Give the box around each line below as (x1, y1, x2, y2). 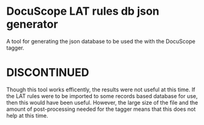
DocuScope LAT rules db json (6, 4, 160, 18)
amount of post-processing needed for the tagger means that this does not (6, 105, 196, 113)
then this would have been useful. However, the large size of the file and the (6, 99, 198, 106)
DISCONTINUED (6, 66, 89, 80)
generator (6, 17, 58, 31)
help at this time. (6, 112, 48, 119)
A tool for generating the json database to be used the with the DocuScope (6, 37, 196, 45)
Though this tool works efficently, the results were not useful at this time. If (6, 86, 195, 93)
